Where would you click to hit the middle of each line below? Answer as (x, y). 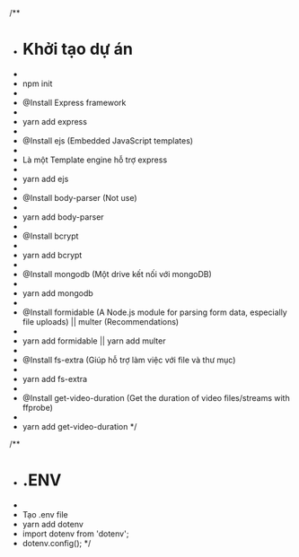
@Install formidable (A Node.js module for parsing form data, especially (154, 312)
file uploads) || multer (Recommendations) (101, 321)
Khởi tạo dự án (77, 49)
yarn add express (55, 121)
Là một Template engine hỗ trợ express (95, 160)
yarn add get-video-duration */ (79, 426)
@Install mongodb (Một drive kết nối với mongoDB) (117, 274)
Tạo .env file (45, 514)
